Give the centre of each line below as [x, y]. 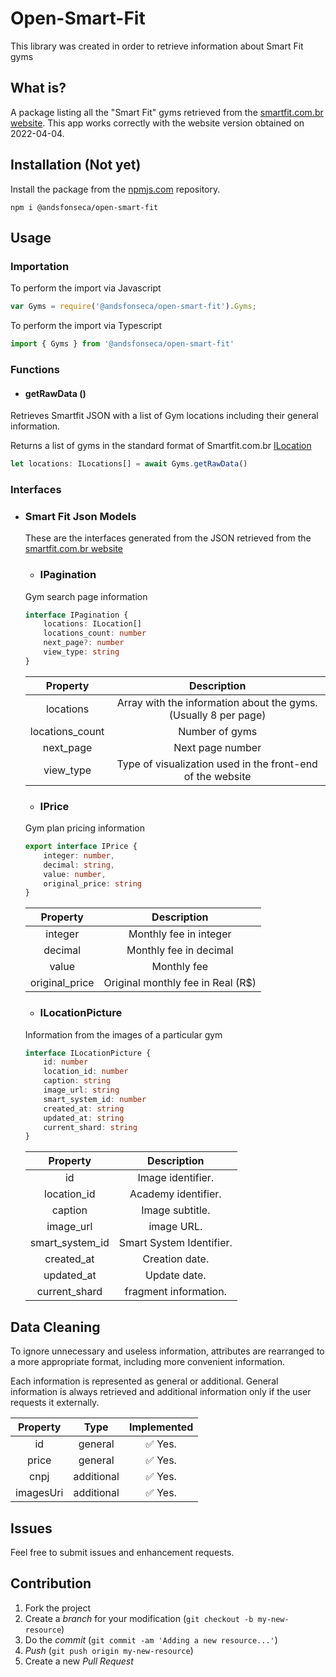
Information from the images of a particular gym [123, 1034]
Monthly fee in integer [180, 934]
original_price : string [92, 883]
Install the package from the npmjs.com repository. [115, 189]
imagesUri [39, 1493]
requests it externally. [55, 1403]
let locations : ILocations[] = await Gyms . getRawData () [129, 464]
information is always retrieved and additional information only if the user [161, 1392]
